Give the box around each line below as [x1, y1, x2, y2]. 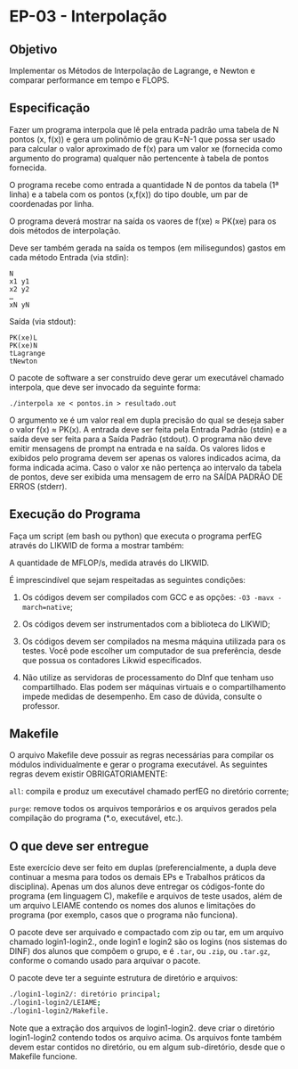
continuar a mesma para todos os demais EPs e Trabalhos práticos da [9, 872, 265, 883]
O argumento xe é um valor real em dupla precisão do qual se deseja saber [9, 415, 285, 425]
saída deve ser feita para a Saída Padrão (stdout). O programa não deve [9, 433, 273, 444]
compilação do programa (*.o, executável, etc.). [9, 813, 184, 824]
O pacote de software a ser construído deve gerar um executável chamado [9, 372, 285, 382]
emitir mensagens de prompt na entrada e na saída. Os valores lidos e [9, 443, 266, 454]
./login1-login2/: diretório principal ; [9, 990, 162, 999]
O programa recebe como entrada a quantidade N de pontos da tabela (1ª [9, 179, 279, 190]
